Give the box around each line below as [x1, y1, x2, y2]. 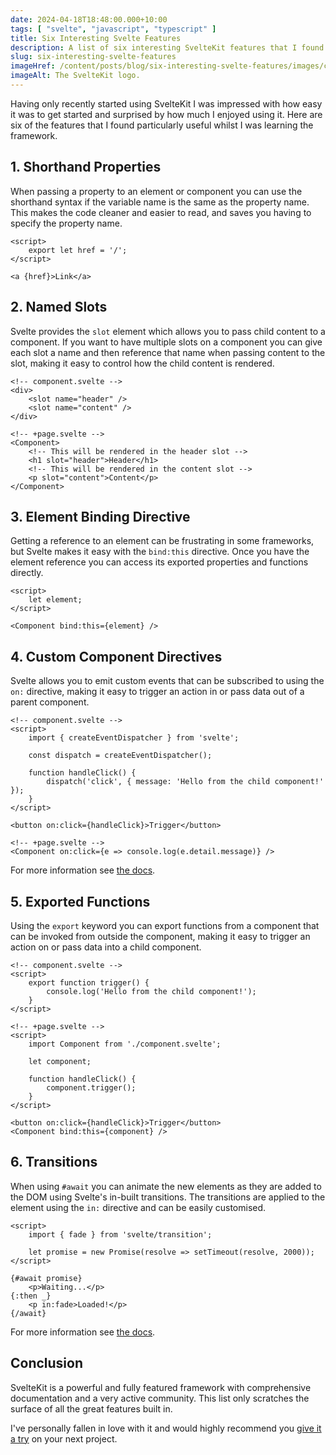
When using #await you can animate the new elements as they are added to [10, 1180, 322, 1192]
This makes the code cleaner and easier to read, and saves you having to [10, 206, 312, 218]
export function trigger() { [28, 977, 150, 988]
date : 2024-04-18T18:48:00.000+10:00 [10, 14, 168, 25]
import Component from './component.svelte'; [28, 1039, 222, 1049]
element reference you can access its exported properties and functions [10, 556, 309, 568]
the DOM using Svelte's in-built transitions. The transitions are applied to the [10, 1191, 326, 1203]
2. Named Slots [10, 299, 108, 316]
